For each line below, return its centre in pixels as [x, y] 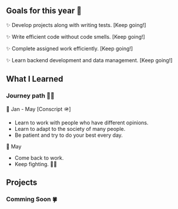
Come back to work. [39, 158]
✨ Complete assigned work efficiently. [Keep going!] [70, 48]
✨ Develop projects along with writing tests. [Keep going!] [76, 25]
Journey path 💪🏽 [30, 96]
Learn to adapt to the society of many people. [70, 129]
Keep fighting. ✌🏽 [36, 164]
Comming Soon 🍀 [32, 199]
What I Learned [35, 79]
